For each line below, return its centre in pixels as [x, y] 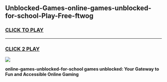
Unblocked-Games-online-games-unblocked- [78, 8]
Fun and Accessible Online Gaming [42, 74]
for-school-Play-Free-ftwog [49, 16]
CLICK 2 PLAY [22, 49]
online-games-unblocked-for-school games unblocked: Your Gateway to [82, 69]
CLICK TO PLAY [24, 30]
